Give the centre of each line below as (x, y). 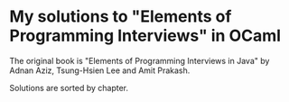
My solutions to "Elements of (121, 17)
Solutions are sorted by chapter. (69, 88)
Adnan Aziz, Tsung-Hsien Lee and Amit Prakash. (100, 70)
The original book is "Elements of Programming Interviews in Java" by (140, 60)
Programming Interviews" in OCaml (145, 36)
